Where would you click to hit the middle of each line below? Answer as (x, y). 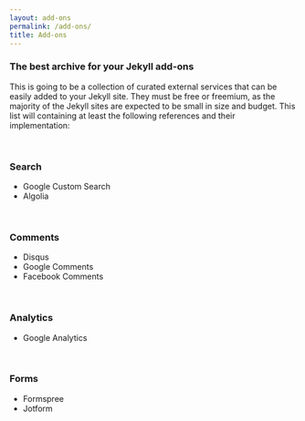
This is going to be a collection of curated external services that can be (143, 87)
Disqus (36, 257)
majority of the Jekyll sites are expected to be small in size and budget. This (152, 106)
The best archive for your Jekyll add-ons (102, 67)
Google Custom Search (67, 186)
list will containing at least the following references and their (122, 116)
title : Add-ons (38, 35)
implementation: (40, 125)
